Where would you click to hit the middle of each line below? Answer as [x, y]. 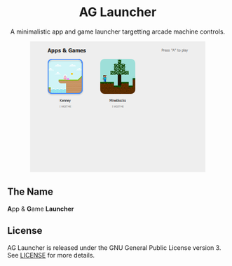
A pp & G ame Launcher [41, 209]
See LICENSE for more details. [51, 255]
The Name [30, 192]
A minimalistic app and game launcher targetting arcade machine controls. [118, 31]
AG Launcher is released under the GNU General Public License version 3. [114, 247]
